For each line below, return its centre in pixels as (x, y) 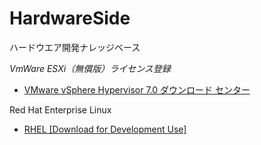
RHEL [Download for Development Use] (105, 129)
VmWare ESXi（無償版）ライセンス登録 (90, 68)
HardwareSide (70, 18)
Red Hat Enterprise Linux (60, 109)
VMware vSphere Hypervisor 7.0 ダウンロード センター (137, 89)
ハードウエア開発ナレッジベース (75, 47)
